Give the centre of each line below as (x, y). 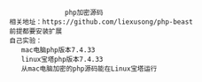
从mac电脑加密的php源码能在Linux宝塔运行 (89, 69)
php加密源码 (84, 12)
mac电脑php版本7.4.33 (58, 50)
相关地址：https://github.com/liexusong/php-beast (101, 22)
